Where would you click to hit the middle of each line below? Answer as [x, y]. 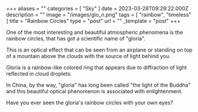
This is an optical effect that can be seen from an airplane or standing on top [99, 50]
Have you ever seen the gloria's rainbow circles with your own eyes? [90, 103]
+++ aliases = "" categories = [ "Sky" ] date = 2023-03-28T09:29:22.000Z [98, 9]
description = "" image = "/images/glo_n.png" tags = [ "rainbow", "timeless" [99, 15]
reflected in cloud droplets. [39, 74]
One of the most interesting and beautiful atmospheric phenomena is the [95, 32]
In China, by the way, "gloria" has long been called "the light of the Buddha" [98, 85]
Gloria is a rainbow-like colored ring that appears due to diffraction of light [97, 67]
